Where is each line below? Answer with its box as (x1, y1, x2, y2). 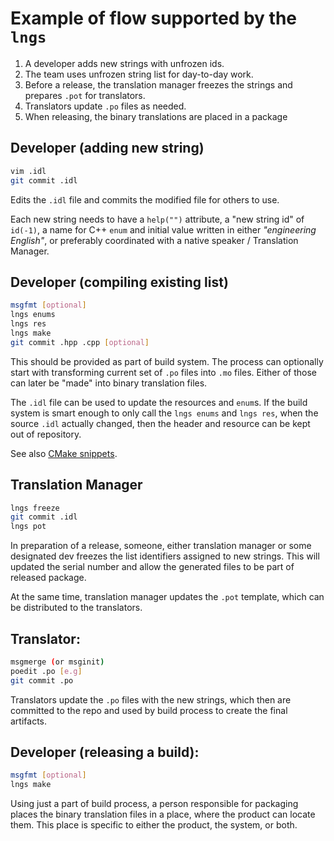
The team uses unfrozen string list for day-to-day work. (24, 68, 254, 80)
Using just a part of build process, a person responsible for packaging (10, 798, 299, 810)
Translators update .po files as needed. (24, 100, 187, 112)
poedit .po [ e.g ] (10, 666, 83, 676)
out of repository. (10, 428, 82, 440)
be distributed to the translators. (10, 602, 143, 614)
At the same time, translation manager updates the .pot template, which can (10, 591, 325, 603)
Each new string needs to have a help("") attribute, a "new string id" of (10, 213, 305, 225)
